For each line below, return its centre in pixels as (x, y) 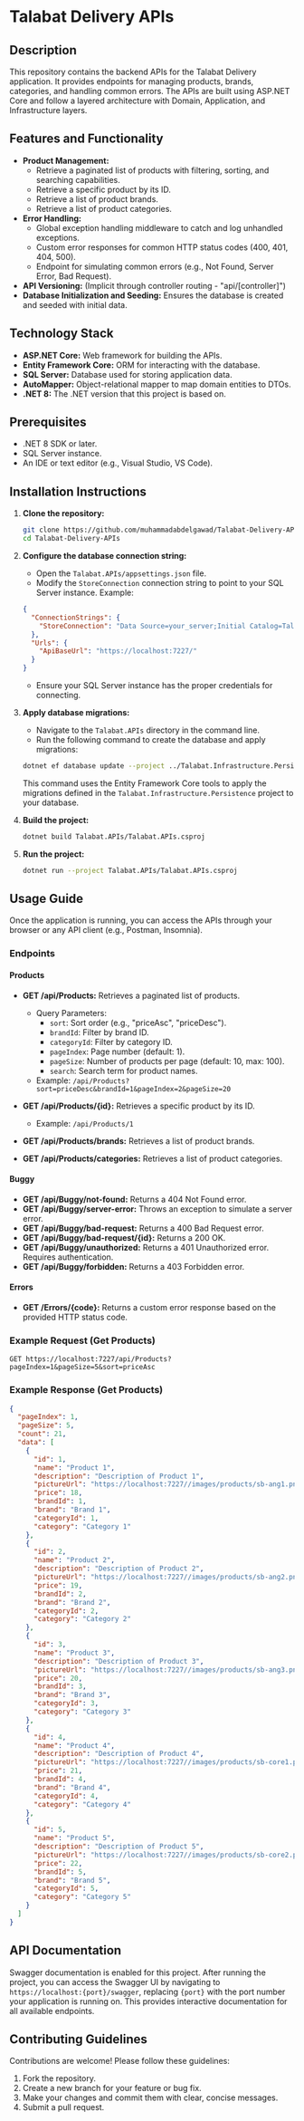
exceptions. (57, 237)
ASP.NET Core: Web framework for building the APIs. (123, 355)
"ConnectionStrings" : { (76, 618)
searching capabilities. (78, 179)
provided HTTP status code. (75, 1317)
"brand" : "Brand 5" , (72, 1880)
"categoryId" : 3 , (66, 1704)
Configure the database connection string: (104, 556)
